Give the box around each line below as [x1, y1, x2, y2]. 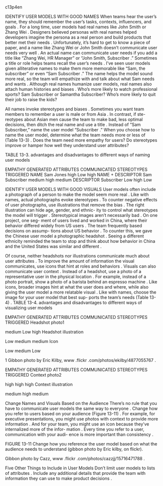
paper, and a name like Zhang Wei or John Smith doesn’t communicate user [5, 45, 158, 50]
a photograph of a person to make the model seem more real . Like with [5, 191, 149, 197]
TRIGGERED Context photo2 [5, 372, 62, 378]
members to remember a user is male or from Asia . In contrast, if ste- [5, 111, 145, 117]
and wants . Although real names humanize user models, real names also [5, 81, 152, 87]
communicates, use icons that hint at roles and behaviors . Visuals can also [5, 263, 156, 269]
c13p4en [5, 4, 22, 10]
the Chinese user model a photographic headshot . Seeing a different [5, 233, 144, 239]
